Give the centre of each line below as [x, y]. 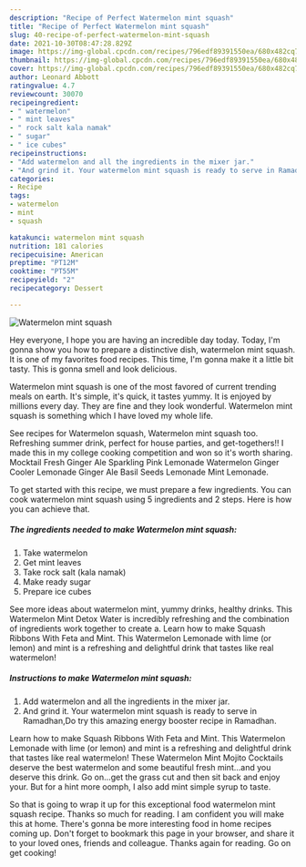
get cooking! [33, 852]
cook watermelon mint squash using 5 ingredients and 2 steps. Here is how [151, 499]
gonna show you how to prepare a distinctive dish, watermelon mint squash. [153, 349]
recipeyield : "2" [42, 280]
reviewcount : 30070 [46, 94]
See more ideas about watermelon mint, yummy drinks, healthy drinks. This [151, 609]
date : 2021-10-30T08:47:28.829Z [71, 43]
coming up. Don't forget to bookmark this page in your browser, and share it [152, 833]
